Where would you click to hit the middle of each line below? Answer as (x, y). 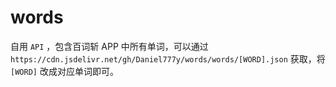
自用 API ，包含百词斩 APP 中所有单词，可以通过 (109, 46)
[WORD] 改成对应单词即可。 (64, 71)
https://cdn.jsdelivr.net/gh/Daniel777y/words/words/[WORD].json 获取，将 (168, 58)
